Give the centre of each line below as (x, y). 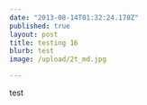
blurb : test (32, 51)
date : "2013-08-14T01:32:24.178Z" (74, 17)
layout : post (34, 34)
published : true (40, 26)
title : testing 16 (44, 43)
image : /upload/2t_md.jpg (58, 59)
